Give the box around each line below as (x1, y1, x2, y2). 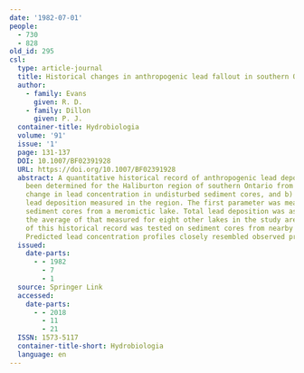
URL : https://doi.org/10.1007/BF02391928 (17, 165, 176, 174)
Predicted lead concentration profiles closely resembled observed (25, 232, 285, 241)
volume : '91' (17, 131, 67, 140)
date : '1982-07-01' (9, 13, 83, 23)
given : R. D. (33, 97, 83, 107)
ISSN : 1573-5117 (17, 333, 79, 342)
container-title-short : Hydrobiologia (17, 341, 165, 350)
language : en (17, 349, 67, 359)
